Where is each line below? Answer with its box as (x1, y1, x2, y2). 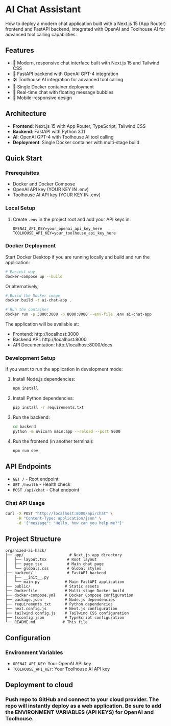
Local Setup (5, 204, 36, 212)
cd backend (12, 424, 36, 430)
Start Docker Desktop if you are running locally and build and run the (5, 254, 150, 260)
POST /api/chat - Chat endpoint (12, 486, 80, 493)
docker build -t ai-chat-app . (5, 298, 72, 303)
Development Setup (5, 355, 56, 362)
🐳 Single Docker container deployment (12, 83, 94, 90)
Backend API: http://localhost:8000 (12, 336, 87, 343)
